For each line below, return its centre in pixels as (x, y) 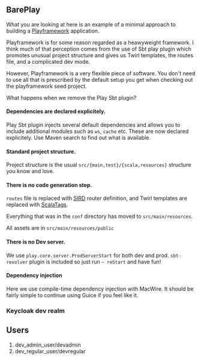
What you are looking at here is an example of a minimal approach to (91, 24)
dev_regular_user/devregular (50, 351)
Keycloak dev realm (35, 310)
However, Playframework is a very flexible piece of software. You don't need (101, 73)
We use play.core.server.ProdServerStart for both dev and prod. (88, 255)
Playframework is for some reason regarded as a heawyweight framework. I (100, 42)
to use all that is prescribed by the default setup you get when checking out (100, 79)
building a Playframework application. (53, 31)
